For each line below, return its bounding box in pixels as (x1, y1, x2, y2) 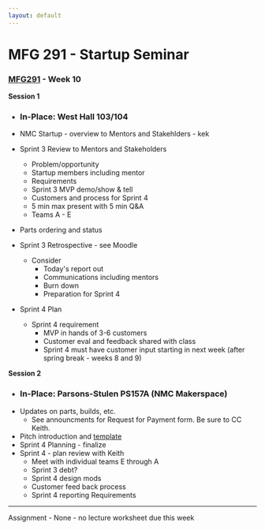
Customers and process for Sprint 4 (31, 193, 148, 203)
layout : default (8, 11, 62, 20)
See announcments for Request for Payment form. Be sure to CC (31, 415, 242, 424)
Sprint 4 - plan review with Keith (19, 448, 125, 457)
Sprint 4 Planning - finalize (19, 439, 106, 450)
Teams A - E (31, 210, 72, 219)
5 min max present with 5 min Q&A (31, 202, 144, 211)
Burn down (43, 281, 79, 290)
